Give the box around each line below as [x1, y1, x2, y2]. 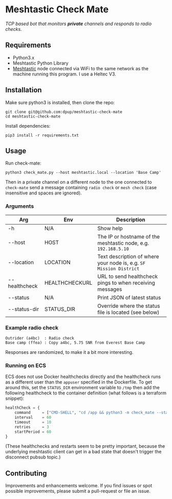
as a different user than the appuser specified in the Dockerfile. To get [5, 379, 153, 385]
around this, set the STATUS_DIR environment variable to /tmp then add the [5, 385, 160, 391]
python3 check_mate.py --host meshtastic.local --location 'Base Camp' [5, 170, 161, 175]
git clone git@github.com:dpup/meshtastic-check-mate [5, 109, 123, 114]
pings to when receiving [97, 279, 155, 286]
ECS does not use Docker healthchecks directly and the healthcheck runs [5, 373, 161, 380]
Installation [5, 86, 42, 94]
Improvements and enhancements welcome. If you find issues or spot [5, 483, 153, 489]
